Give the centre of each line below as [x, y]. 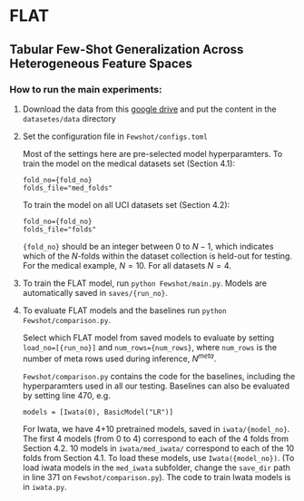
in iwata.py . [44, 486]
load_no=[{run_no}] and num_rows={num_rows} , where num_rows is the [150, 347]
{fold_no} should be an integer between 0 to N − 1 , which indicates [148, 246]
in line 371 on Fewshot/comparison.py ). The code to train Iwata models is [157, 476]
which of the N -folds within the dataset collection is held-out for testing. [157, 256]
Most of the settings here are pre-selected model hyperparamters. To [152, 153]
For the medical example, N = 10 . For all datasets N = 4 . [127, 265]
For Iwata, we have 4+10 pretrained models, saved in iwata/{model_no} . [156, 428]
